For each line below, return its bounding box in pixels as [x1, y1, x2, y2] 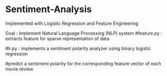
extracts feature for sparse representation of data [5, 35, 110, 42]
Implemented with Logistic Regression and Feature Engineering [5, 20, 139, 26]
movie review [5, 66, 34, 72]
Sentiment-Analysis [5, 4, 92, 15]
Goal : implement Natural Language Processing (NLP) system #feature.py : [5, 30, 162, 36]
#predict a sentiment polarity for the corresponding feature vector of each [5, 60, 162, 66]
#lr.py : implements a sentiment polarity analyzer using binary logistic [5, 45, 152, 51]
